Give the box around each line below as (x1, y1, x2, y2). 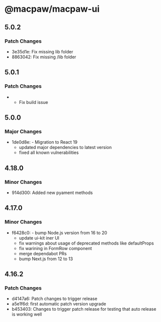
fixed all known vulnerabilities (19, 149, 79, 155)
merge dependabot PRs (19, 250, 67, 256)
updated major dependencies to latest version (19, 145, 112, 150)
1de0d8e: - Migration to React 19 (11, 139, 78, 145)
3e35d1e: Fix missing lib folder (11, 49, 73, 54)
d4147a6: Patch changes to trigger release (11, 296, 97, 302)
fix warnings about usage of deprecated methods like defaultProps (19, 240, 154, 246)
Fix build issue (19, 99, 48, 105)
